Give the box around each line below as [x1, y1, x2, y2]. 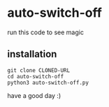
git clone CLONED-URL [7, 66, 71, 74]
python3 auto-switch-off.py [7, 79, 89, 86]
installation [7, 48, 57, 60]
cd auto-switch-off [7, 73, 64, 80]
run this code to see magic [7, 28, 84, 36]
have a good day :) [7, 91, 61, 99]
